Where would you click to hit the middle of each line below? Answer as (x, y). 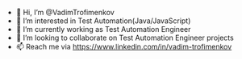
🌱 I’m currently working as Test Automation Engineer (103, 29)
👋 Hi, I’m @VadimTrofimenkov (65, 12)
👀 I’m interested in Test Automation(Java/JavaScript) (103, 21)
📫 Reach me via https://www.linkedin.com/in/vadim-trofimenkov (124, 47)
